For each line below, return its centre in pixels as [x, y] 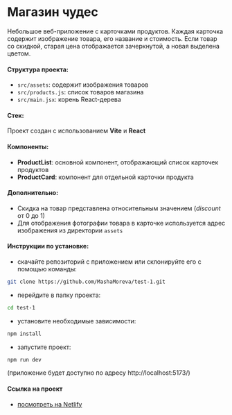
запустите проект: [44, 347]
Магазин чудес [53, 12]
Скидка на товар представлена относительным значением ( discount [119, 208]
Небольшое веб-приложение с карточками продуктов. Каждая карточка [115, 31]
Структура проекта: [38, 69]
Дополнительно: [33, 193]
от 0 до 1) [31, 215]
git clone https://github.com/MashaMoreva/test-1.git [87, 282]
